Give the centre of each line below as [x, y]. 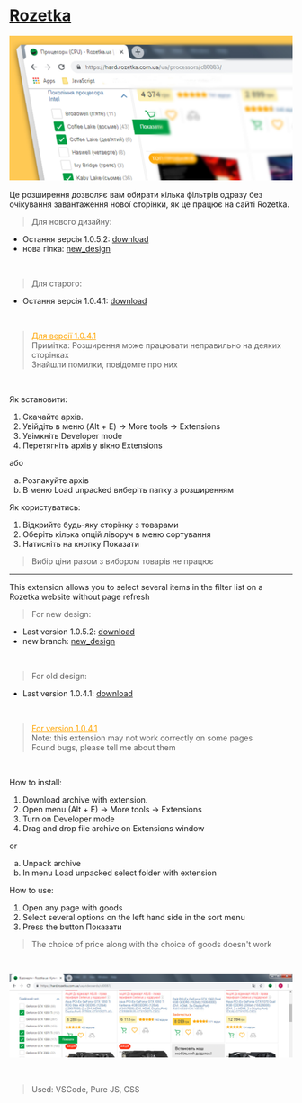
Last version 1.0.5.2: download [78, 632]
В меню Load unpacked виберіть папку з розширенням [128, 489]
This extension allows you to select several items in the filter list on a [136, 587]
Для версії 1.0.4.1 [64, 336]
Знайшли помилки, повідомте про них [104, 364]
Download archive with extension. [85, 799]
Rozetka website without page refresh [80, 596]
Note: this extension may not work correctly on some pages [142, 738]
